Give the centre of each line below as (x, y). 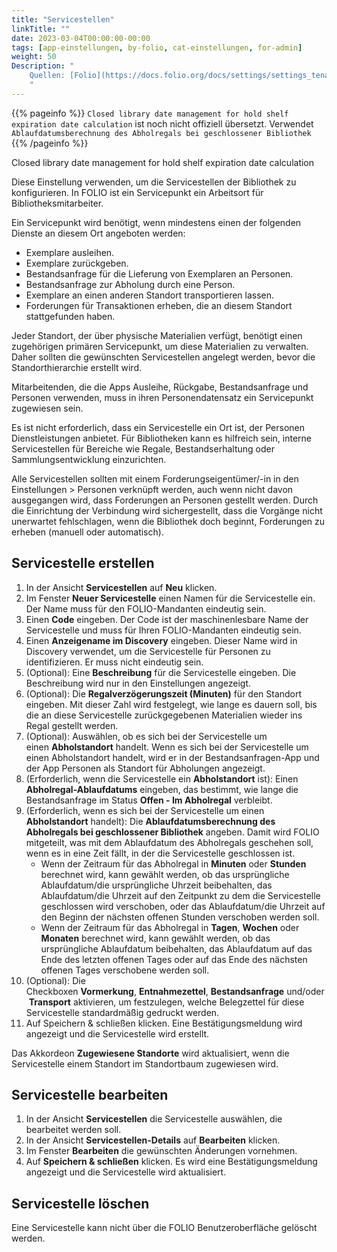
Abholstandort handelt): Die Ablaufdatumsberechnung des (150, 821)
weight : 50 (34, 57)
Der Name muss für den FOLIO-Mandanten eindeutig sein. (146, 608)
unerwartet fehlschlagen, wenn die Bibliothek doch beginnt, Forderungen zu (168, 521)
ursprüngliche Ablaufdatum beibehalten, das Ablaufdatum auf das (176, 948)
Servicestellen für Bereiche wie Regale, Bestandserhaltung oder (143, 448)
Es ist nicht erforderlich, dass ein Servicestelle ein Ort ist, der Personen (158, 427)
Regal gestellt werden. (72, 725)
